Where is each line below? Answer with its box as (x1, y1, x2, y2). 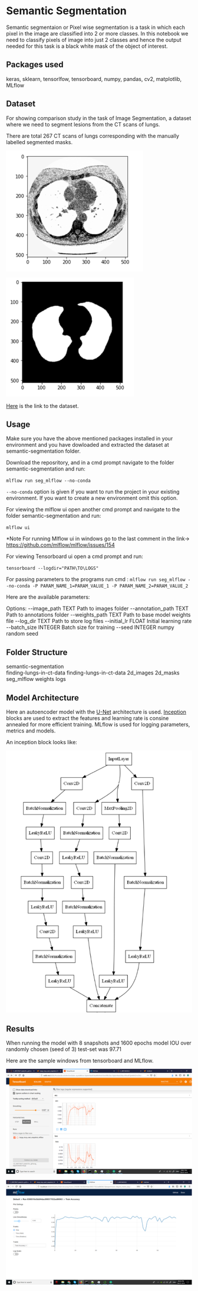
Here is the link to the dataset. (6, 402, 79, 409)
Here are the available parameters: (6, 593, 90, 601)
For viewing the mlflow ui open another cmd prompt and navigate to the (6, 506, 180, 513)
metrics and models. (6, 727, 56, 734)
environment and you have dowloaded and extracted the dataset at (6, 442, 169, 449)
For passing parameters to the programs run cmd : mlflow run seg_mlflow (6, 576, 186, 583)
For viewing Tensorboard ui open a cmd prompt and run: (6, 553, 143, 560)
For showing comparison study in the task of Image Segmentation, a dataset (6, 114, 192, 122)
